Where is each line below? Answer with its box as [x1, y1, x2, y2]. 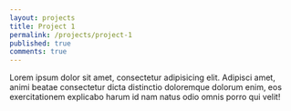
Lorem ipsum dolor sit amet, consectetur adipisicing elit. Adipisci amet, [9, 72, 275, 83]
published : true [9, 38, 71, 48]
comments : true [9, 47, 68, 56]
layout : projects [9, 13, 76, 23]
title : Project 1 [9, 22, 76, 31]
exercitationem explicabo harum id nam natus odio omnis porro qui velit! [9, 92, 281, 103]
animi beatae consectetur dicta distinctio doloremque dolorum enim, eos [9, 82, 283, 93]
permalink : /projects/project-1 [9, 30, 132, 39]
